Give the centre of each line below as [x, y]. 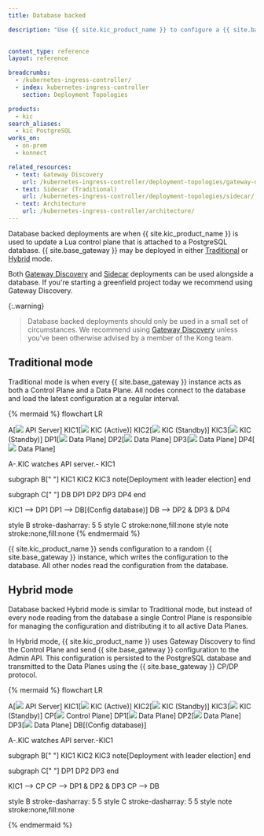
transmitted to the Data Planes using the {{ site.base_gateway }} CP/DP [123, 666]
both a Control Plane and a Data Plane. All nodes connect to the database [127, 390]
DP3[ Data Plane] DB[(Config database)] [77, 725]
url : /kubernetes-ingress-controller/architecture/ [108, 211]
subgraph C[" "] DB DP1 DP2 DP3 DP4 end [77, 494]
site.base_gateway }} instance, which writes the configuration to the [118, 557]
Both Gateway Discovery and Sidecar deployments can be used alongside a [131, 273]
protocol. [23, 674]
